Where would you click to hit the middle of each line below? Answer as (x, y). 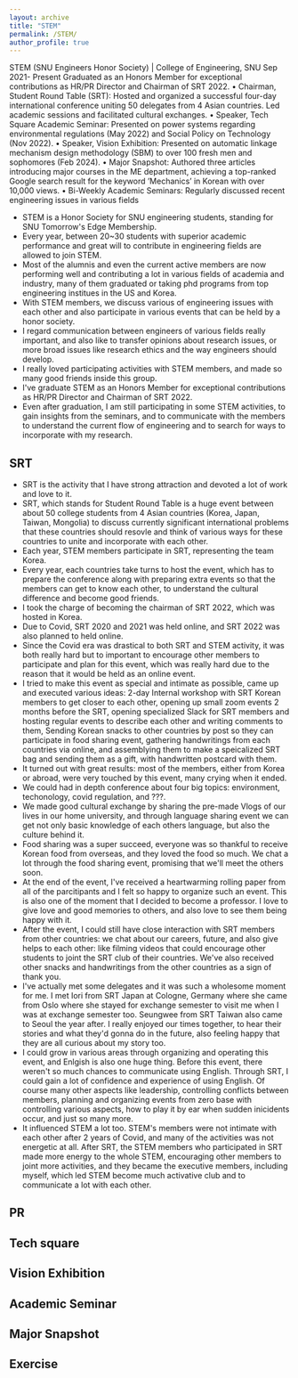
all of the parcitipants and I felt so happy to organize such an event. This (154, 892)
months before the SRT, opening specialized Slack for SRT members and (156, 712)
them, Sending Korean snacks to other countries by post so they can (148, 730)
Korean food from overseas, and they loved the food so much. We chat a (155, 854)
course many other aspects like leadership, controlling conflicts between (155, 1090)
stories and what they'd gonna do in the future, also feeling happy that (151, 1033)
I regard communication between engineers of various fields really (144, 331)
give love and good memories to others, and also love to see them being (154, 910)
